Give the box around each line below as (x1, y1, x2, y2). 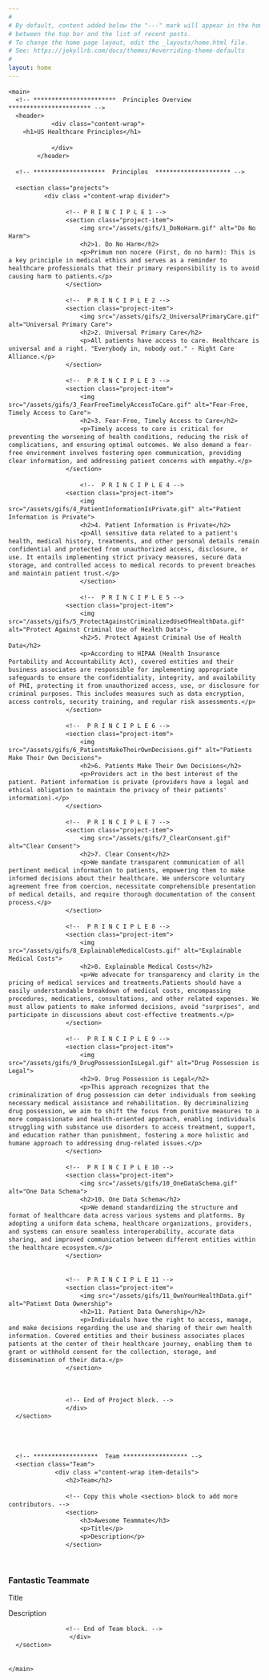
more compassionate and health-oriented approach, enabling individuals (8, 1115, 256, 1123)
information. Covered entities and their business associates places (8, 1332, 246, 1340)
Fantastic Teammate (8, 1574, 90, 1585)
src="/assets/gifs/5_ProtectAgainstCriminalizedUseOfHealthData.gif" (8, 617, 246, 625)
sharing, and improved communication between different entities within (8, 1235, 256, 1243)
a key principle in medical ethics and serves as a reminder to (8, 256, 227, 264)
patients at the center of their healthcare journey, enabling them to (8, 1340, 252, 1348)
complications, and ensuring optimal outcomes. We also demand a (8, 441, 231, 449)
